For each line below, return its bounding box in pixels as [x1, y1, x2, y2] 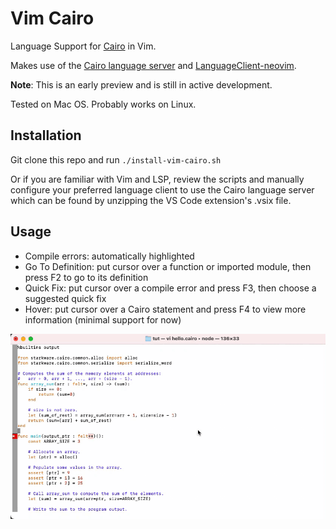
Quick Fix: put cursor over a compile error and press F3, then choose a [24, 282, 317, 294]
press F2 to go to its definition [24, 271, 149, 283]
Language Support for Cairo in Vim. [10, 40, 157, 52]
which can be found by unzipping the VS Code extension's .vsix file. [10, 194, 292, 206]
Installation [10, 127, 82, 144]
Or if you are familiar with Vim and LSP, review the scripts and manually [10, 173, 305, 185]
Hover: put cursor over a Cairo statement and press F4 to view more [24, 303, 307, 315]
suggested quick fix [24, 292, 107, 304]
